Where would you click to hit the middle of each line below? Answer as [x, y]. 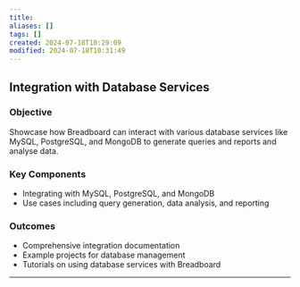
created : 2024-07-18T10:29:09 [66, 42]
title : [21, 17]
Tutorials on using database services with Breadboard [121, 265]
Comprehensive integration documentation [101, 246]
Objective [31, 113]
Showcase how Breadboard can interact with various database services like [149, 131]
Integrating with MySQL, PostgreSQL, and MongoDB [118, 194]
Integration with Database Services [109, 87]
